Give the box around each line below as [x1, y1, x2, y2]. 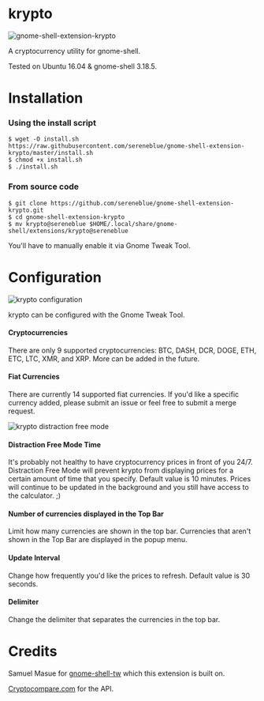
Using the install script [8, 118, 97, 129]
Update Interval [8, 553, 61, 563]
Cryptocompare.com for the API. [8, 684, 114, 693]
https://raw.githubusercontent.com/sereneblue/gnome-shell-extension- [8, 142, 245, 150]
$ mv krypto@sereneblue [8, 220, 87, 228]
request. [8, 406, 35, 416]
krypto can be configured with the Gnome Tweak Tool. [8, 310, 185, 319]
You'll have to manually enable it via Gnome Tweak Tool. [8, 240, 191, 250]
